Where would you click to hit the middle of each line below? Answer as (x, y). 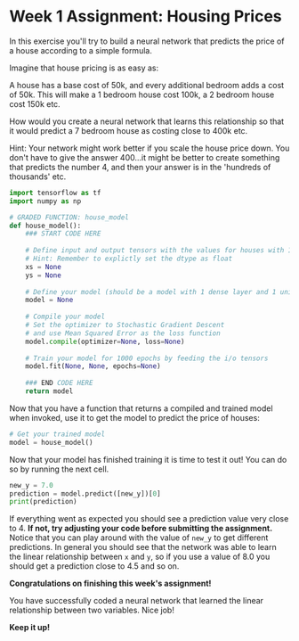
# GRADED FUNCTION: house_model (69, 217)
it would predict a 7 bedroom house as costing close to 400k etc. (129, 130)
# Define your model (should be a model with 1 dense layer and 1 (151, 292)
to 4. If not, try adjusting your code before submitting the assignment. (141, 529)
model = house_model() (51, 442)
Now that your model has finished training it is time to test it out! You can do (148, 459)
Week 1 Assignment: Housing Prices (145, 16)
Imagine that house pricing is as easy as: (84, 68)
